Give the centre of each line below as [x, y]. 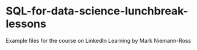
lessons [26, 24]
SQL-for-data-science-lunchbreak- [97, 11]
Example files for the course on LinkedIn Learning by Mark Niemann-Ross [99, 40]
